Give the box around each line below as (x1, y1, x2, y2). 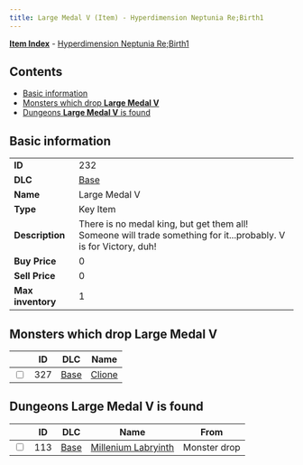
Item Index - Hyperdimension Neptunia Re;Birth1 (9, 38, 189, 49)
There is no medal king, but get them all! (78, 218, 249, 230)
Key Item (78, 203, 116, 216)
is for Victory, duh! (78, 240, 157, 253)
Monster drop (182, 441, 241, 453)
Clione (90, 368, 119, 381)
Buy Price (14, 255, 57, 267)
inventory (14, 295, 57, 308)
